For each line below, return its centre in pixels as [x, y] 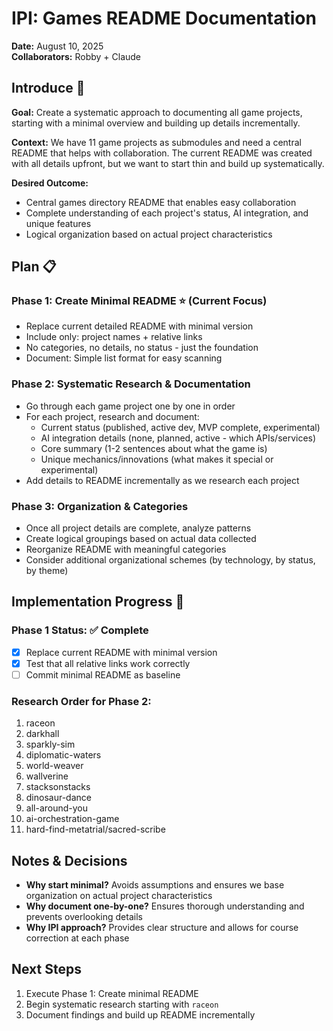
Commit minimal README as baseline [103, 674]
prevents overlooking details [84, 917]
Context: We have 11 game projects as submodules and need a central [156, 142]
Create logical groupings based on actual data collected [141, 539]
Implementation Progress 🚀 [98, 602]
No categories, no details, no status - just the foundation [142, 348]
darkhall [42, 734]
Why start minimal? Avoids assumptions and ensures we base [155, 885]
